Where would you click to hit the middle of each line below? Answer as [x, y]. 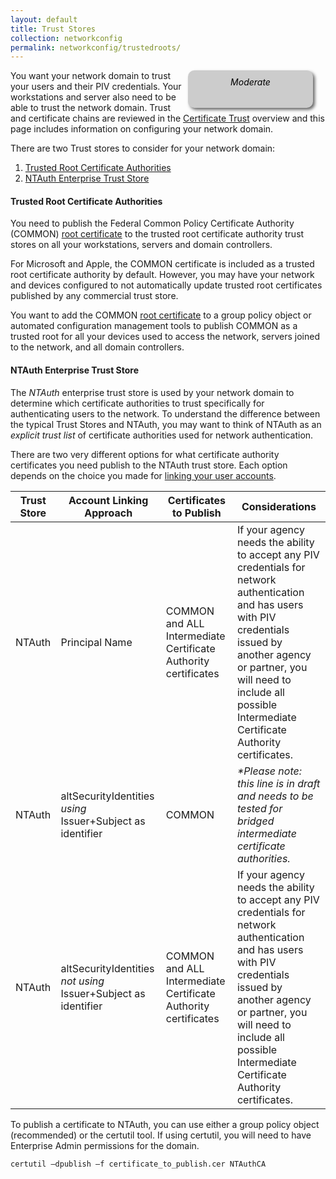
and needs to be [275, 796]
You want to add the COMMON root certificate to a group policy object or [161, 315]
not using [82, 981]
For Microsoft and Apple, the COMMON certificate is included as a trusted [162, 264]
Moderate [250, 82]
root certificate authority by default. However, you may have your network [162, 275]
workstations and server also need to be [93, 97]
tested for [259, 808]
